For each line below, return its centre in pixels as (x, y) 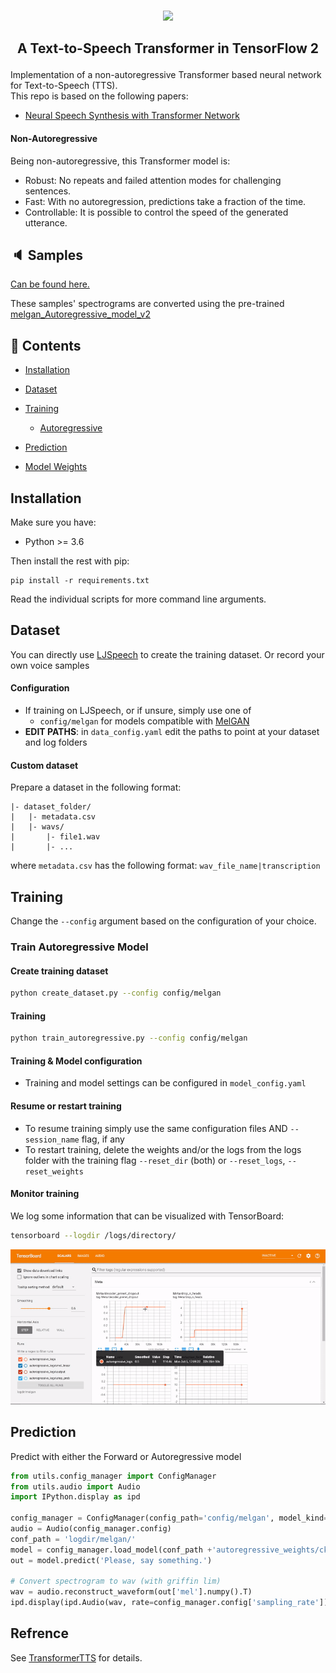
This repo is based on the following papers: (99, 96)
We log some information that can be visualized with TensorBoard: (147, 1216)
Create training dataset (59, 971)
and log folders (56, 742)
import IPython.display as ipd (75, 1497)
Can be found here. (50, 284)
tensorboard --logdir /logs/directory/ (93, 1235)
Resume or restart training (66, 1106)
